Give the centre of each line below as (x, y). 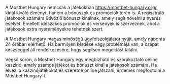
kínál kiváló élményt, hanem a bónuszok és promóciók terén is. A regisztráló (85, 13)
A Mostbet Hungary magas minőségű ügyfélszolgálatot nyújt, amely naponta (85, 39)
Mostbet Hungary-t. (26, 76)
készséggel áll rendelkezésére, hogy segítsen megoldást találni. (72, 50)
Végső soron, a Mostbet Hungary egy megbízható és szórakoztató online (82, 60)
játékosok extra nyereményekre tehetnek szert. (55, 29)
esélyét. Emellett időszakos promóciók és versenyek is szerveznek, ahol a (82, 23)
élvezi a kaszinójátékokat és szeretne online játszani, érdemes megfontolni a (85, 70)
